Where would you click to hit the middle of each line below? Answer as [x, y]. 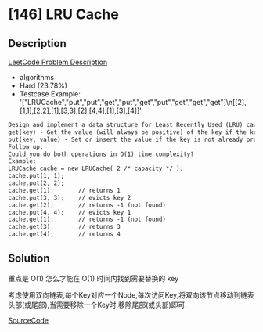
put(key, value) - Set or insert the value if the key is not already [126, 139]
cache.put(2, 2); [36, 183]
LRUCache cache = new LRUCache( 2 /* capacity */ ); [96, 169]
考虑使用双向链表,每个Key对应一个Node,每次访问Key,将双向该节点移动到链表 [131, 294]
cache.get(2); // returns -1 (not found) [87, 205]
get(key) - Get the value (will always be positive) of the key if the [127, 132]
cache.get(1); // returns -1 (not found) [87, 220]
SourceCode [29, 320]
